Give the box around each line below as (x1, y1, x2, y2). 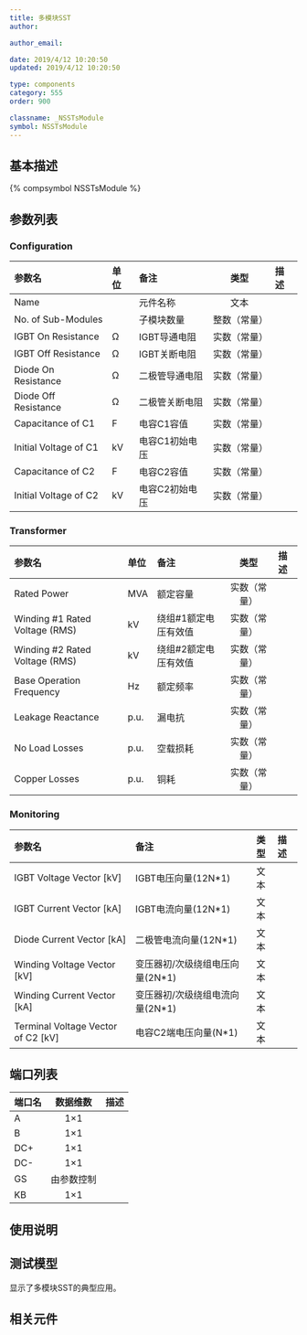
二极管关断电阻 (138, 396, 204, 408)
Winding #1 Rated (14, 613, 91, 625)
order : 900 (9, 97, 51, 106)
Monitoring (9, 808, 60, 821)
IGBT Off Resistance (14, 347, 101, 359)
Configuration (9, 240, 73, 252)
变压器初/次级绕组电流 (135, 988, 231, 1001)
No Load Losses (14, 742, 84, 754)
